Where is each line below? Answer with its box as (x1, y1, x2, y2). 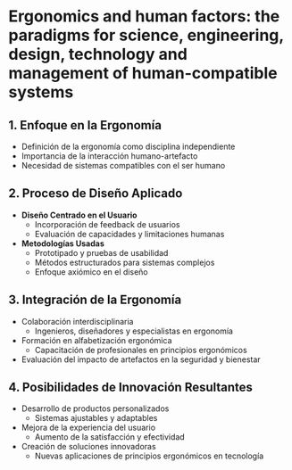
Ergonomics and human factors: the (8, 6, 280, 27)
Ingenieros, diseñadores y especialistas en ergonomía (34, 326, 234, 336)
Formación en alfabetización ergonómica (21, 334, 172, 345)
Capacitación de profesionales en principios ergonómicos (34, 344, 247, 355)
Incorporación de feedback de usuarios (34, 219, 180, 229)
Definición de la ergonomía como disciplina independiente (21, 141, 236, 152)
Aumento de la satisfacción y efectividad (34, 432, 185, 442)
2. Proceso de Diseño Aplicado (8, 186, 183, 202)
